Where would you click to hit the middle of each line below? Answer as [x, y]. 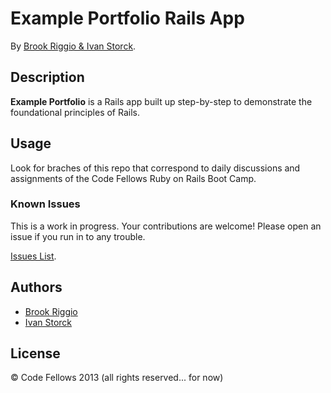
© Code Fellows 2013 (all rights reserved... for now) [117, 378]
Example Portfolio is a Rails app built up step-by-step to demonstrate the [161, 101]
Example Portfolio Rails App [127, 18]
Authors [36, 287]
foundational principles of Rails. [75, 112]
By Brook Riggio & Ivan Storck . [73, 46]
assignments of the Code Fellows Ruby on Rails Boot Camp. [133, 178]
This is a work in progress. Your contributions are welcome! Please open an [166, 226]
